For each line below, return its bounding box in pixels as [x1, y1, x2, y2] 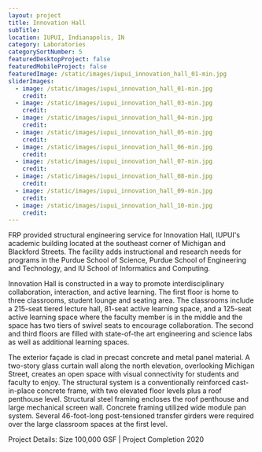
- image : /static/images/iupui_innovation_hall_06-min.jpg [15, 143, 213, 151]
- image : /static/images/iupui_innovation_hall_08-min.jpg [15, 172, 213, 181]
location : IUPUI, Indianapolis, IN [8, 33, 125, 42]
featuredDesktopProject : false [8, 56, 111, 64]
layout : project [8, 11, 61, 20]
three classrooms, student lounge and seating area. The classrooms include [8, 296, 254, 305]
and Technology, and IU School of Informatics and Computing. [8, 264, 211, 274]
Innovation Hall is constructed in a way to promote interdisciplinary [8, 279, 224, 288]
